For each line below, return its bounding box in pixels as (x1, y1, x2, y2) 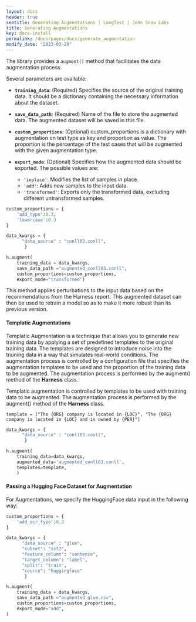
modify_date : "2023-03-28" (6, 42, 72, 48)
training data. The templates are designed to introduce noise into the (6, 345, 172, 352)
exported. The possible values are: (14, 164, 99, 171)
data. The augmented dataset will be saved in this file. (14, 116, 146, 123)
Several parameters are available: (6, 75, 87, 82)
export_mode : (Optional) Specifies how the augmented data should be (14, 158, 182, 165)
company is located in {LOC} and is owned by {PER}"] (6, 416, 141, 422)
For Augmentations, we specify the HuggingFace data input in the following (6, 496, 189, 503)
